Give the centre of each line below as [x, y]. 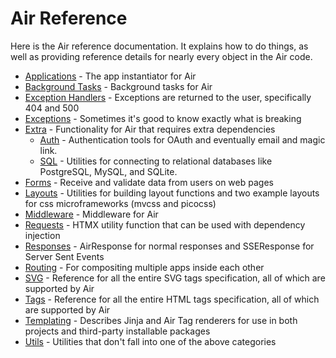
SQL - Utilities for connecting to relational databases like [156, 161]
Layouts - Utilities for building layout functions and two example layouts [172, 193]
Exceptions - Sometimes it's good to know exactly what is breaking [163, 118]
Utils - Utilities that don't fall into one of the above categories [150, 341]
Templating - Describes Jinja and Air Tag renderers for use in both [161, 320]
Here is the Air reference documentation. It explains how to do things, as [159, 46]
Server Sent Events [64, 256]
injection [42, 235]
